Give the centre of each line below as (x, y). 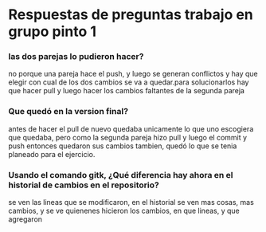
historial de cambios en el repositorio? (84, 185)
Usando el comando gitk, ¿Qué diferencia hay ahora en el (121, 175)
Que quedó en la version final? (68, 112)
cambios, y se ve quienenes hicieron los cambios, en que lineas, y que (124, 211)
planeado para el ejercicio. (52, 154)
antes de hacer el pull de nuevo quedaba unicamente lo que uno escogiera (131, 128)
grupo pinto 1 (53, 31)
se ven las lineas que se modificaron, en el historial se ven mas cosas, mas (131, 203)
